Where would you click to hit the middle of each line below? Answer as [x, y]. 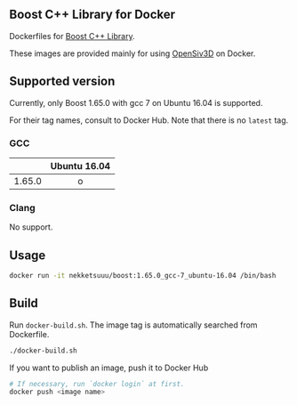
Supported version [62, 81]
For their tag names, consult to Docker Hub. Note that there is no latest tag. [149, 120]
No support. [31, 227]
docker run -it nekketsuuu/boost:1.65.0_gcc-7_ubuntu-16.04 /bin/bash [143, 276]
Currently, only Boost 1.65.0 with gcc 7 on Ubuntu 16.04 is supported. [136, 102]
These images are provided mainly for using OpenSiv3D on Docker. [132, 53]
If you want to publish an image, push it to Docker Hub [109, 368]
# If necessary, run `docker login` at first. [97, 384]
